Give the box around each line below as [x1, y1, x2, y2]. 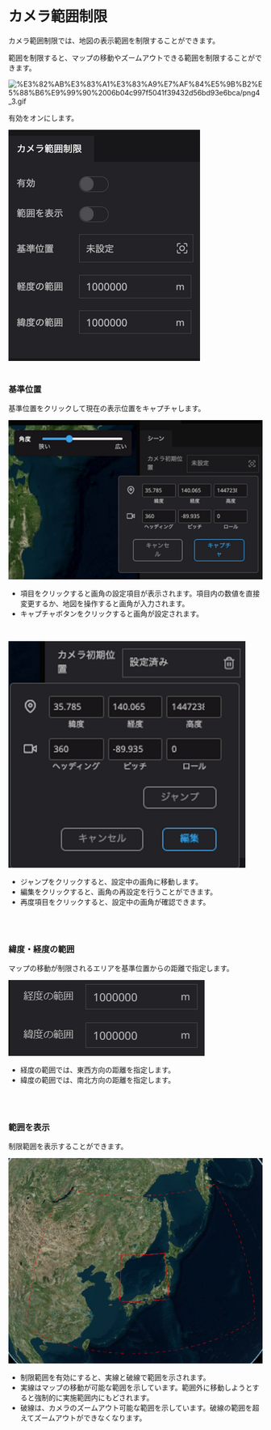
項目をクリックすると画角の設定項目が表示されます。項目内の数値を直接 [19, 588, 261, 598]
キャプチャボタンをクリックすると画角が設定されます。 [19, 609, 204, 618]
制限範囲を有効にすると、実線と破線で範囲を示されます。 [19, 1373, 211, 1382]
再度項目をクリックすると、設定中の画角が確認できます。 [19, 897, 211, 906]
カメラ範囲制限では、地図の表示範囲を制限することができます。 [8, 36, 220, 45]
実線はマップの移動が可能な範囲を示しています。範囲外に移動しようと [19, 1382, 252, 1392]
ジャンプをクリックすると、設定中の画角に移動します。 [19, 876, 203, 886]
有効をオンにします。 [8, 112, 79, 122]
